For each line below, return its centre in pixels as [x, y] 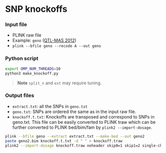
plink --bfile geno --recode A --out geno [57, 46]
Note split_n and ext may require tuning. [60, 83]
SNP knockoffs [36, 9]
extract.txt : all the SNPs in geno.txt [50, 106]
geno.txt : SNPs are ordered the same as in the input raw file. [74, 112]
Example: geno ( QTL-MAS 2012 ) [44, 40]
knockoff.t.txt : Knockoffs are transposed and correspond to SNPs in [83, 116]
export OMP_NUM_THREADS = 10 [33, 69]
